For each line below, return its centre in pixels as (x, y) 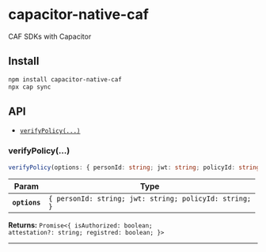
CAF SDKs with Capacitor (50, 36)
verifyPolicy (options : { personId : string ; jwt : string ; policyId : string (134, 167)
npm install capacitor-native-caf (65, 79)
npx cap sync (30, 87)
